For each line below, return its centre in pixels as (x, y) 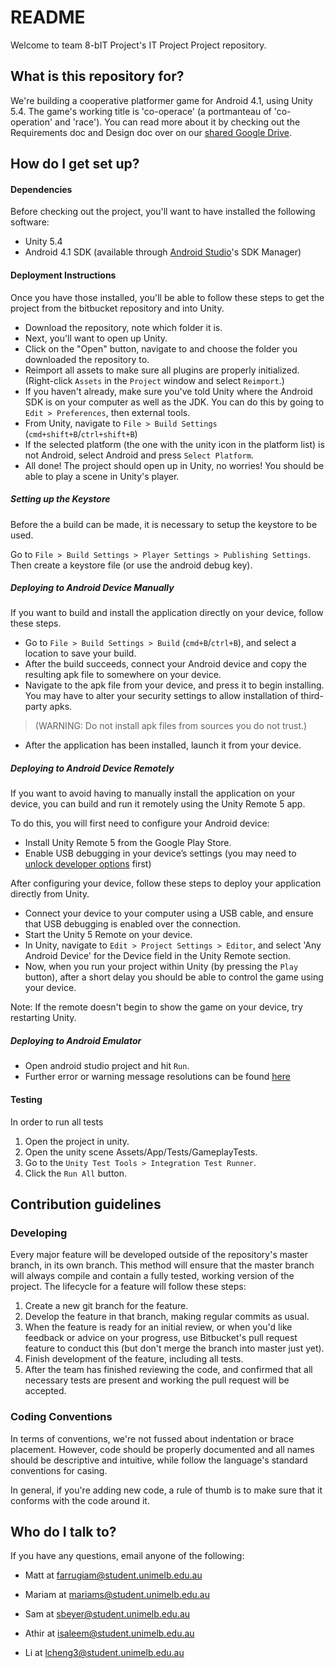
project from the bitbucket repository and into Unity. (117, 308)
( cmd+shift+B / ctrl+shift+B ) (81, 433)
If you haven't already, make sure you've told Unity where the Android (168, 391)
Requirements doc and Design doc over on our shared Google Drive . (151, 132)
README (48, 17)
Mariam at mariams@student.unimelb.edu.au (117, 1595)
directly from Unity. (50, 894)
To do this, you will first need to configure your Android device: (140, 823)
